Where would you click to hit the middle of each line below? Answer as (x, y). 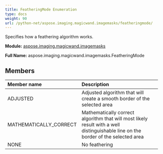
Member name (25, 84)
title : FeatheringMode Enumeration (41, 9)
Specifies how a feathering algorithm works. (49, 37)
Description (95, 84)
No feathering (97, 145)
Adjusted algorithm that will (113, 92)
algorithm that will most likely (115, 119)
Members (20, 71)
